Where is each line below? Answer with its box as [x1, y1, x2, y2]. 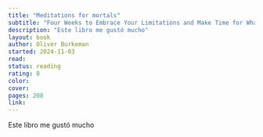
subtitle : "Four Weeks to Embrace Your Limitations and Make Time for [8, 19, 243, 27]
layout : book [8, 33, 51, 41]
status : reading [8, 63, 61, 70]
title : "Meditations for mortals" [8, 11, 121, 20]
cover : [8, 84, 30, 92]
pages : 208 [8, 92, 44, 99]
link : [8, 99, 26, 106]
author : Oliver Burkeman [8, 41, 89, 49]
